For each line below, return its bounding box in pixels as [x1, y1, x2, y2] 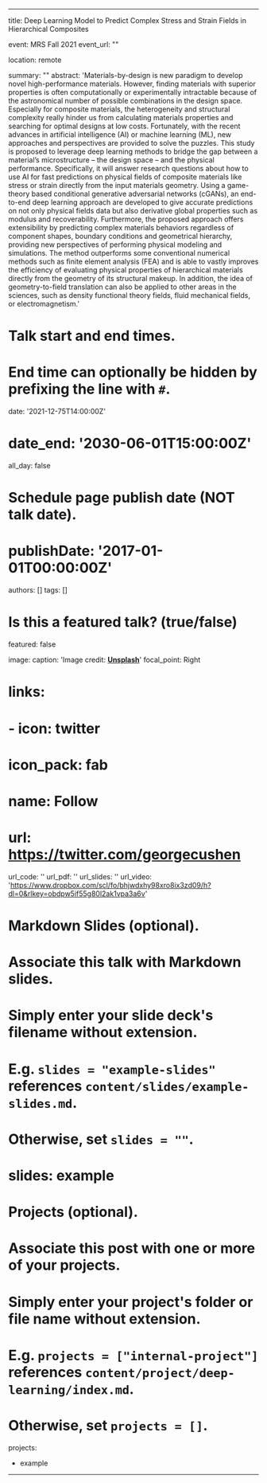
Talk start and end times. [8, 327, 176, 345]
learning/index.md [8, 1383, 130, 1398]
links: [8, 683, 45, 701]
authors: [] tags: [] [8, 585, 68, 595]
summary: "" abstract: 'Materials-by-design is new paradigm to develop [8, 71, 244, 80]
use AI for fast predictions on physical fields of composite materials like [8, 172, 242, 182]
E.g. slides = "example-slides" [8, 1060, 216, 1078]
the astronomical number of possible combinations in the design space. [8, 96, 243, 105]
